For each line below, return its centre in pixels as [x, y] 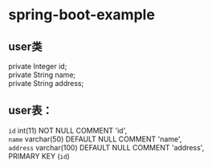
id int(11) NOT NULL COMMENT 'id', [67, 130]
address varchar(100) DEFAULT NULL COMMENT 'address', [106, 147]
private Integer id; [38, 66]
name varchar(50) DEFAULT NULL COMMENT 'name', [95, 139]
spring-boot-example [82, 15]
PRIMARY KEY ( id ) [39, 156]
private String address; [46, 83]
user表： [31, 111]
